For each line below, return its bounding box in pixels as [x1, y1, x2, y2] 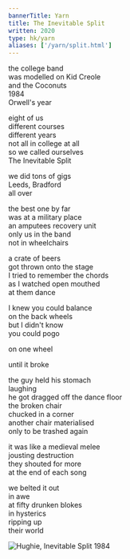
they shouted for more [8, 459, 82, 469]
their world [8, 526, 44, 536]
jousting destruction [8, 451, 74, 460]
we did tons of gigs [8, 172, 72, 181]
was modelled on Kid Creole [8, 72, 101, 82]
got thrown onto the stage [8, 262, 94, 272]
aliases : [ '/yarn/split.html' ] [8, 42, 112, 50]
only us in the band [8, 229, 72, 239]
